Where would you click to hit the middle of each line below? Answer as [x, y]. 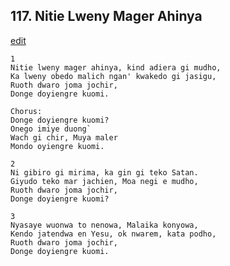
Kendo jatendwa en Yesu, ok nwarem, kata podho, [113, 234]
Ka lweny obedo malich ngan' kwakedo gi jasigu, [113, 76]
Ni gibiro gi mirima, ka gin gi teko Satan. [104, 172]
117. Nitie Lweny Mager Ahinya [106, 16]
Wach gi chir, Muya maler [64, 137]
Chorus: [26, 111]
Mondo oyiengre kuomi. [57, 146]
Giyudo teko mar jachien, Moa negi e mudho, [104, 181]
